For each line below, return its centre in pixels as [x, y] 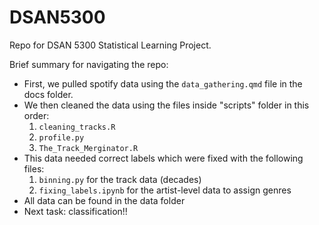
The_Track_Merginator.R [88, 148]
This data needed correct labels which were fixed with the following [163, 158]
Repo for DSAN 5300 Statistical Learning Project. [110, 45]
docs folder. [48, 94]
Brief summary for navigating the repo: [89, 64]
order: [36, 115]
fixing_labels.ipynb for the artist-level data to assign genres [165, 190]
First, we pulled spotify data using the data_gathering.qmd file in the [163, 83]
